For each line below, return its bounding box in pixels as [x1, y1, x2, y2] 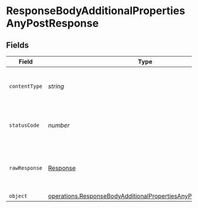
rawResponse [9, 165, 43, 171]
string [48, 82, 65, 90]
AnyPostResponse [6, 16, 99, 30]
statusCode [9, 122, 39, 128]
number [48, 121, 70, 129]
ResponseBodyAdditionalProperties [6, 4, 186, 18]
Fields [6, 40, 29, 50]
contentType [9, 83, 43, 90]
